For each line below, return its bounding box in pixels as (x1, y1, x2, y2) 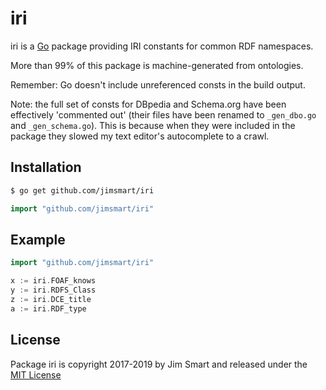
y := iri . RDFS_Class (10, 285, 97, 296)
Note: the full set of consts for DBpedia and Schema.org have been (10, 98, 287, 110)
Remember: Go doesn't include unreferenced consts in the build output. (10, 78, 306, 91)
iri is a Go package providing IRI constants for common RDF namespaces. (10, 40, 314, 52)
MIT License (10, 368, 62, 381)
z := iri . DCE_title (10, 294, 92, 304)
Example (10, 231, 66, 248)
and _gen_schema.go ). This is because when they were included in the (10, 119, 296, 131)
